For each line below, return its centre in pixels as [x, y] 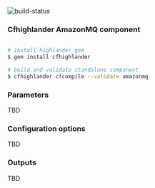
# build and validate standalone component [73, 70]
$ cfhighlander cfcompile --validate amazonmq [78, 76]
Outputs [22, 162]
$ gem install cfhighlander [49, 57]
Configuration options [46, 129]
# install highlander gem [46, 51]
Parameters [28, 95]
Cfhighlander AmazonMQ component [74, 29]
